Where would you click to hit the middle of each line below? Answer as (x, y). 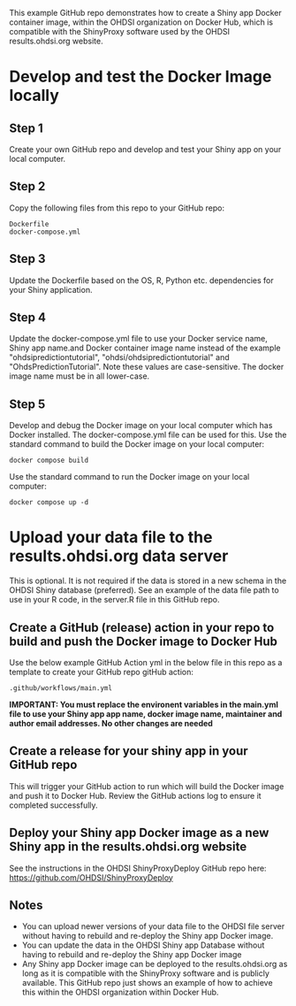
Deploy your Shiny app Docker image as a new (139, 833)
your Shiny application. (51, 289)
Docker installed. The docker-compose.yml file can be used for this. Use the (148, 435)
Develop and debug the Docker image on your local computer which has (141, 426)
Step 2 (27, 186)
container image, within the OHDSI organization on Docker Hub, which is (141, 22)
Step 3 (27, 259)
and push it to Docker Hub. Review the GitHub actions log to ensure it (136, 795)
